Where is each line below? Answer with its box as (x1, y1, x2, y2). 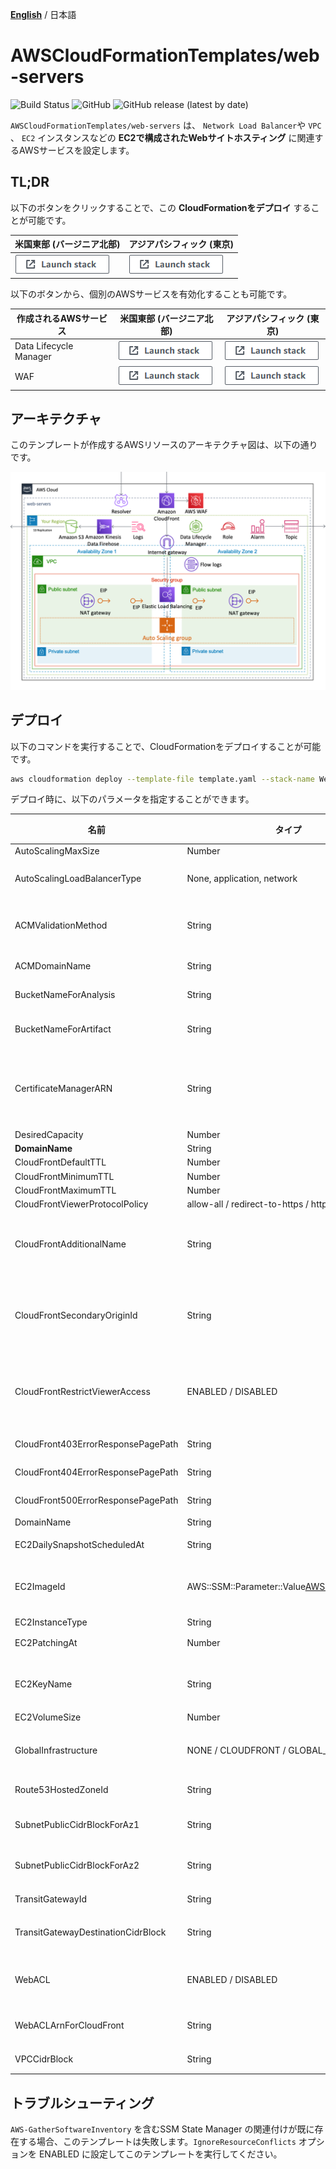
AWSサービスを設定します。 (18, 144, 135, 156)
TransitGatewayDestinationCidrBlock (14, 1926, 167, 1938)
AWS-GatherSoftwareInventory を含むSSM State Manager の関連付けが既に (10, 2123, 315, 2135)
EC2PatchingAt (14, 1637, 78, 1649)
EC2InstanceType (14, 1616, 88, 1628)
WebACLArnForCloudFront (14, 2019, 125, 2032)
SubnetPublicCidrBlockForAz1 (14, 1818, 140, 1830)
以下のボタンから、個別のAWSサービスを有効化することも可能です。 (10, 288, 293, 300)
